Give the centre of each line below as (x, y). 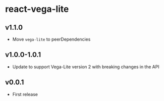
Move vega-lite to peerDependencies (51, 39)
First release (25, 94)
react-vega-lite (37, 9)
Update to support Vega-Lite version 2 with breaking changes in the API (86, 67)
